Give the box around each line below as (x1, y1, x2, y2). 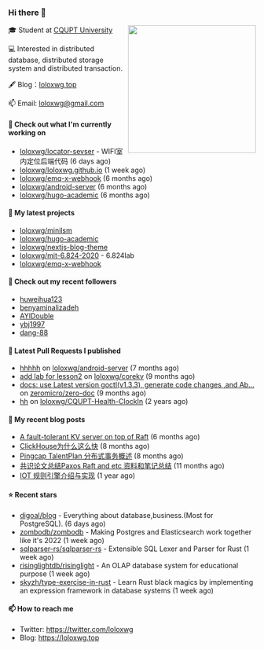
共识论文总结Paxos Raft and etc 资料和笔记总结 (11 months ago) (19, 461, 225, 471)
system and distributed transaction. (8, 64, 123, 73)
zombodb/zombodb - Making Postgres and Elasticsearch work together (19, 527, 252, 537)
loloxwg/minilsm (19, 226, 72, 235)
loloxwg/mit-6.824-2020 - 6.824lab (19, 251, 135, 260)
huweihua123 (19, 294, 63, 303)
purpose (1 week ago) (19, 569, 90, 578)
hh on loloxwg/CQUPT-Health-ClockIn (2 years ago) (19, 397, 189, 406)
